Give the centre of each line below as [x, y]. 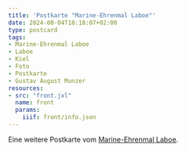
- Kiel [19, 59]
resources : [26, 88]
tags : [17, 37]
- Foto [19, 67]
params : [28, 110]
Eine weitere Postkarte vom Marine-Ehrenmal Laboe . [93, 139]
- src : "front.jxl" [40, 95]
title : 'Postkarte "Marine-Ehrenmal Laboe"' [82, 15]
